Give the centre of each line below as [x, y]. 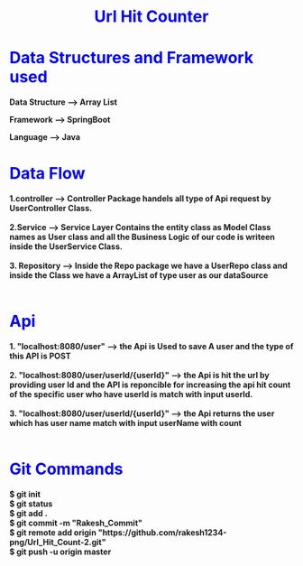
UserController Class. [51, 209]
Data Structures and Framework [132, 58]
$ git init [25, 494]
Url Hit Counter [151, 17]
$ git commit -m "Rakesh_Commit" [76, 523]
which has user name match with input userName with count [125, 423]
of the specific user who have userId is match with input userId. [131, 394]
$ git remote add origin [53, 532]
